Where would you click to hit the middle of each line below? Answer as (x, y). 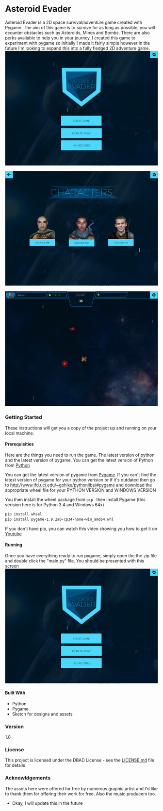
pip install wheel (24, 514)
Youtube (13, 534)
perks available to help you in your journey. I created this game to (70, 38)
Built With (15, 693)
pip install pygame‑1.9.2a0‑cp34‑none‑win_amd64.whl (59, 519)
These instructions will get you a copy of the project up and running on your (81, 428)
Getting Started (24, 417)
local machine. (20, 433)
